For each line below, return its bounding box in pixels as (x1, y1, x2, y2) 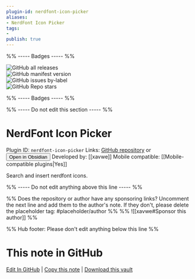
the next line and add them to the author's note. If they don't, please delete (6, 201, 189, 208)
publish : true (6, 36, 41, 42)
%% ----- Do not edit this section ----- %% (6, 106, 113, 113)
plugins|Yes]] (34, 160, 67, 167)
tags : (6, 25, 20, 31)
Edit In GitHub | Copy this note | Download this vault (6, 265, 133, 273)
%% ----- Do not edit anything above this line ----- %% (6, 183, 143, 191)
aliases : (6, 14, 28, 20)
